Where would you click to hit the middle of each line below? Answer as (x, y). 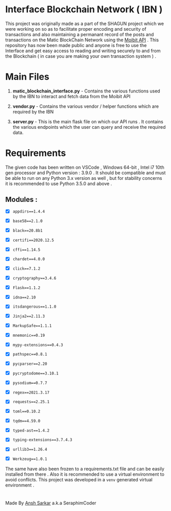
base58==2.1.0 (27, 221)
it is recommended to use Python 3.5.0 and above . (59, 183)
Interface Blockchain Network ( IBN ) (84, 9)
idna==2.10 (24, 297)
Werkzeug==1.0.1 (30, 459)
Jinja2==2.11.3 (29, 316)
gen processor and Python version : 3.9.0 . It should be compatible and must (85, 173)
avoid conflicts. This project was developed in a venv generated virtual (79, 480)
